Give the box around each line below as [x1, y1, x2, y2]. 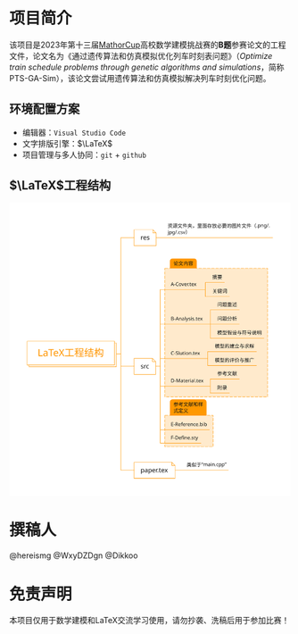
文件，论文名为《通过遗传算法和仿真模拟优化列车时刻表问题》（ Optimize [9, 50, 273, 61]
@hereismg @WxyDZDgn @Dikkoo [9, 550, 138, 561]
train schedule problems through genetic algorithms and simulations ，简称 [9, 62, 285, 72]
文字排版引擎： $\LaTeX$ [21, 138, 113, 148]
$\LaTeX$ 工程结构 [9, 178, 112, 193]
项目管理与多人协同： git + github [21, 149, 147, 160]
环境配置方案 [9, 102, 80, 117]
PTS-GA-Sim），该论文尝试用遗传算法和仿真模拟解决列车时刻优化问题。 [9, 72, 271, 83]
